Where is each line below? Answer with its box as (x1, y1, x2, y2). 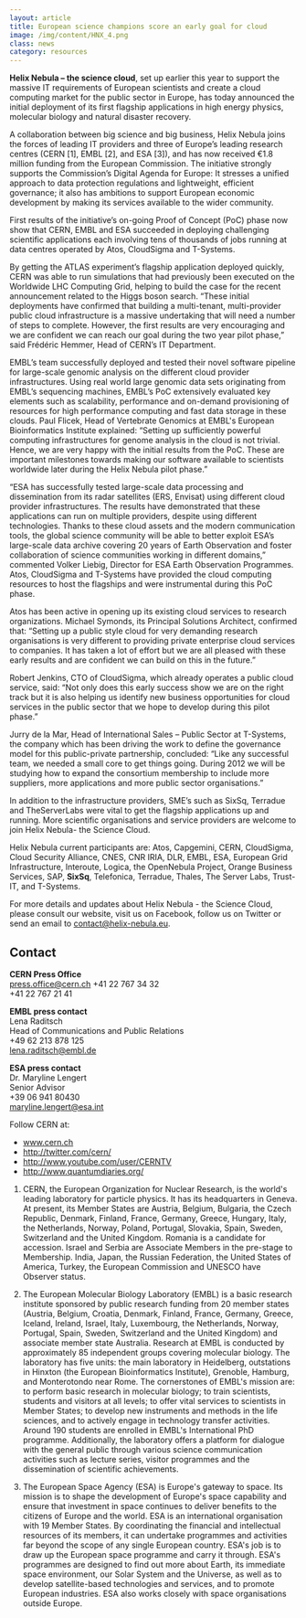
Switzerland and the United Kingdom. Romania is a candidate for (22, 1231, 267, 1243)
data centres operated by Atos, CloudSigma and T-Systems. (9, 244, 236, 255)
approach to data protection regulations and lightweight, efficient (9, 177, 254, 188)
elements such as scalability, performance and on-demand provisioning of (9, 396, 290, 407)
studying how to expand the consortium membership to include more (9, 768, 269, 779)
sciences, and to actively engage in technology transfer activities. (22, 1414, 270, 1426)
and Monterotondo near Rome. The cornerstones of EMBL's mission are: (22, 1376, 295, 1387)
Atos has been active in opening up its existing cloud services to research (9, 606, 288, 617)
